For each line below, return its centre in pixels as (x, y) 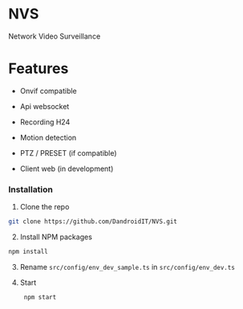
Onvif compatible (49, 91)
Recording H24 (45, 122)
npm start (40, 297)
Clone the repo (45, 207)
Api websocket (45, 106)
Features (38, 69)
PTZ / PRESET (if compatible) (69, 152)
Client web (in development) (67, 169)
